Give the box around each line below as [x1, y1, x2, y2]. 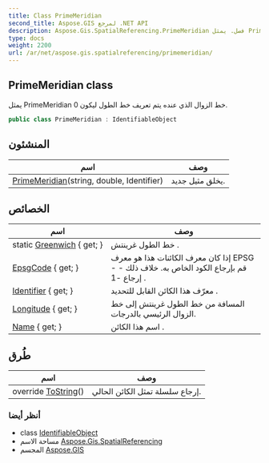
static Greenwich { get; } [12, 240, 103, 251]
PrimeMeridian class [8, 79, 114, 92]
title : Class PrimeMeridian [8, 11, 102, 20]
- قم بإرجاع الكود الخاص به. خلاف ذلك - [110, 262, 247, 273]
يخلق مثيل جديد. [171, 175, 226, 186]
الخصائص [8, 202, 50, 215]
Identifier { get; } [12, 285, 74, 296]
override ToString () [12, 386, 85, 397]
